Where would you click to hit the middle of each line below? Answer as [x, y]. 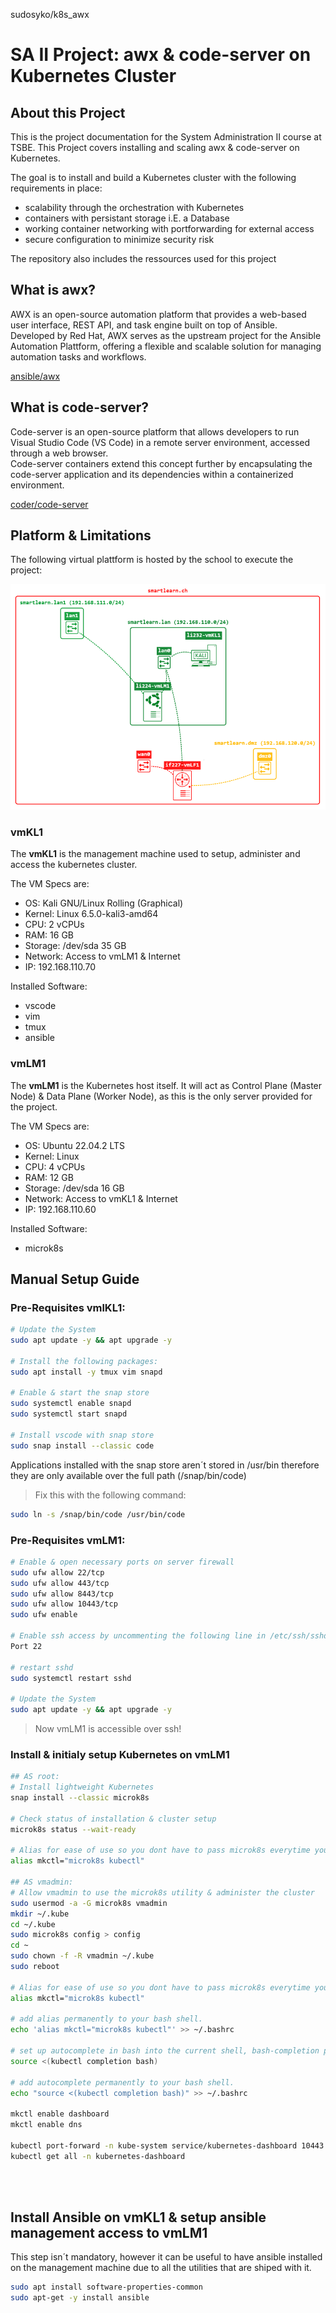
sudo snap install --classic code [82, 1445]
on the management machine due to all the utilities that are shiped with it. [161, 2268]
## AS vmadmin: [42, 1882]
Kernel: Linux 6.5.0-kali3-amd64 [91, 914]
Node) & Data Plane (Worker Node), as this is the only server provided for [161, 1096]
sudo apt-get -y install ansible [80, 2298]
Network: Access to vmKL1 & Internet [101, 1198]
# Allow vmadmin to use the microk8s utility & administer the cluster [162, 1892]
